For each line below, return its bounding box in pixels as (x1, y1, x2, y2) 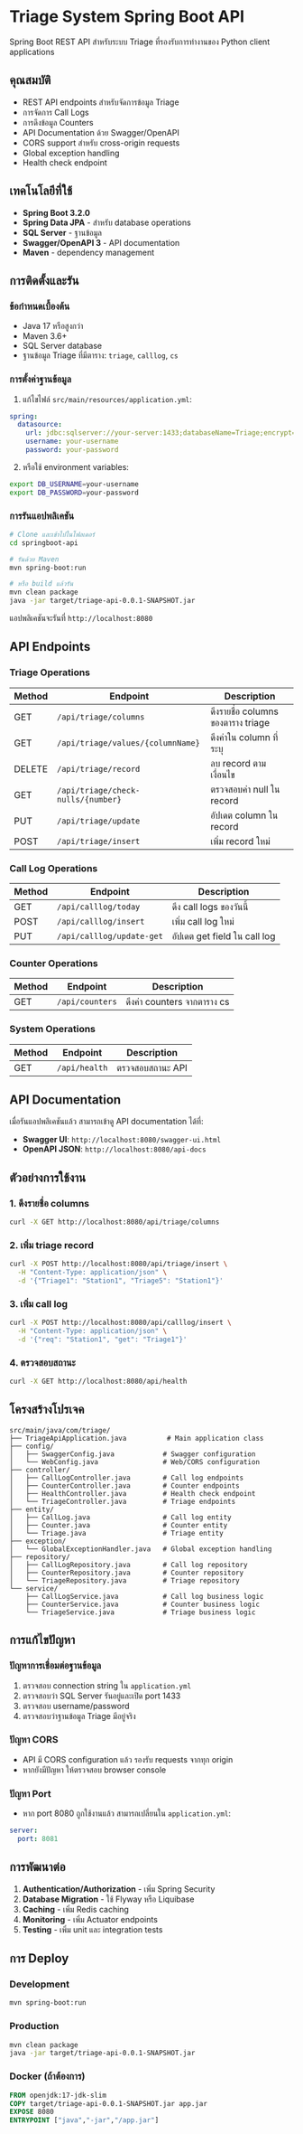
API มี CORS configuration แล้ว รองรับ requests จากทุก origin (22, 1753, 234, 1764)
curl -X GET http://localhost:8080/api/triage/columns (9, 1217, 220, 1227)
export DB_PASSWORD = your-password (9, 488, 140, 497)
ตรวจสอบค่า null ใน (210, 783, 280, 795)
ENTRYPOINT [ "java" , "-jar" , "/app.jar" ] (9, 2116, 160, 2125)
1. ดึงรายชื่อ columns (9, 1197, 90, 1209)
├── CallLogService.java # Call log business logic (25, 1592, 264, 1601)
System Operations (9, 1023, 96, 1036)
